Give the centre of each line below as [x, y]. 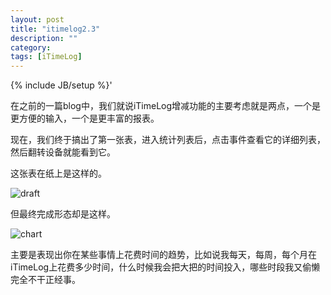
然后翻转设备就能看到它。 [63, 152]
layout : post [37, 19]
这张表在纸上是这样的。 [58, 173]
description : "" [44, 38]
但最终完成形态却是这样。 [63, 214]
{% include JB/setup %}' [61, 85]
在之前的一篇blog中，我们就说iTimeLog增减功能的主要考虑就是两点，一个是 [166, 106]
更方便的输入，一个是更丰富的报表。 [85, 118]
